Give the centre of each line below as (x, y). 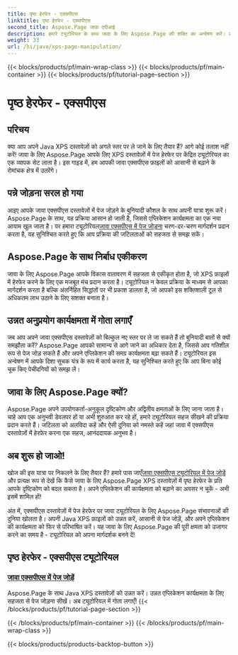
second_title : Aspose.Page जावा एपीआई (61, 27)
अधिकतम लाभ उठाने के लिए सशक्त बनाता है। (58, 297)
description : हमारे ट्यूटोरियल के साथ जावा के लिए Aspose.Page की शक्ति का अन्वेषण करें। (117, 34)
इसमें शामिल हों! (24, 497)
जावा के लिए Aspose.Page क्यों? (68, 392)
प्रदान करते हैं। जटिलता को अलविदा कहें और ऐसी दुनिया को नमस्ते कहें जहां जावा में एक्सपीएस (110, 425)
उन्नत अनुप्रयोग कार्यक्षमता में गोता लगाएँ (70, 320)
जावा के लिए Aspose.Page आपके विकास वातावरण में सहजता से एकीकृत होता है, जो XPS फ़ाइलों (118, 274)
